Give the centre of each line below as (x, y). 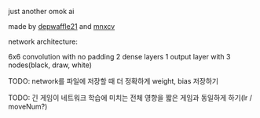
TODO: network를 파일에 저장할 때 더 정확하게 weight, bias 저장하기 (114, 81)
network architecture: (43, 41)
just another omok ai (41, 11)
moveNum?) (28, 106)
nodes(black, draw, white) (50, 65)
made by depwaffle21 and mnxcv (62, 26)
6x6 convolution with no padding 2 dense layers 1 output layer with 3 (119, 57)
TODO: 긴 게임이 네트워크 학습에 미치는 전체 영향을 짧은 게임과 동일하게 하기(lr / (130, 98)
